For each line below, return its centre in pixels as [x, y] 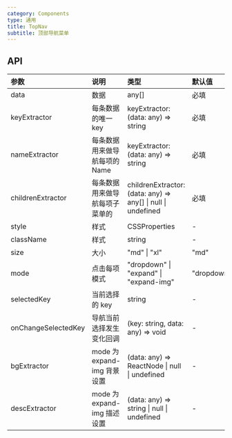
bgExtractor [30, 366]
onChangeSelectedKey [48, 328]
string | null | [147, 408]
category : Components [38, 14]
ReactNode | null [154, 366]
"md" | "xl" [145, 252]
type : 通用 [22, 20]
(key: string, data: [156, 324]
